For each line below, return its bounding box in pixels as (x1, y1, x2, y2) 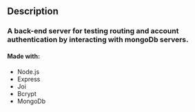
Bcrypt (17, 89, 37, 97)
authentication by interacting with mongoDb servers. (7, 35, 189, 44)
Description (7, 6, 59, 17)
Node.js (17, 67, 40, 75)
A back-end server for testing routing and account (7, 26, 179, 36)
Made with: (7, 52, 40, 60)
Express (17, 75, 41, 83)
